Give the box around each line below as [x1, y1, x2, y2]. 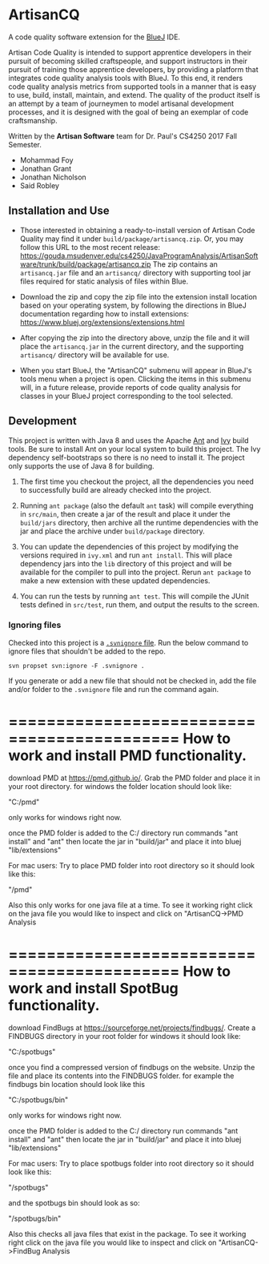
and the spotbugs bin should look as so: [8, 1198, 140, 1207]
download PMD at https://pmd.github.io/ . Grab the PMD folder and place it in [8, 773, 260, 783]
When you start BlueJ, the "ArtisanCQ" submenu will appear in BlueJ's [19, 365, 252, 375]
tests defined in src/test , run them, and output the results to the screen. [19, 599, 259, 610]
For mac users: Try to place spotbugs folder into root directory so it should [8, 1158, 255, 1168]
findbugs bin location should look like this [8, 1079, 146, 1089]
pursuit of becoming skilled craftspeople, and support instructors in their [8, 56, 248, 66]
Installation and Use [8, 204, 110, 218]
